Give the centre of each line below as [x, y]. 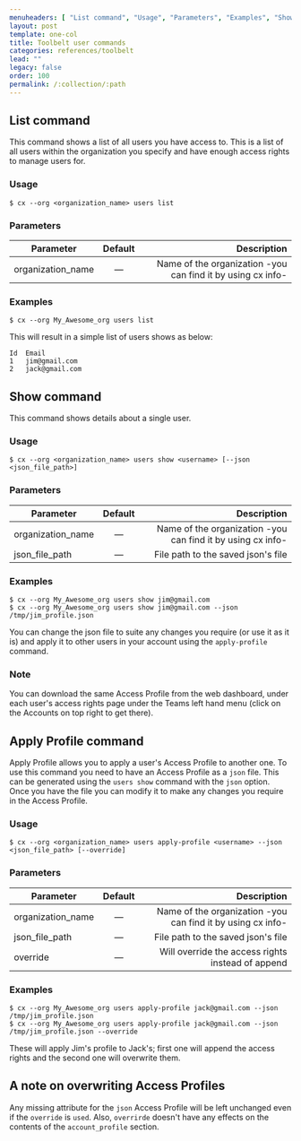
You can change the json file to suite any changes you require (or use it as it [149, 632]
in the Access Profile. [48, 801]
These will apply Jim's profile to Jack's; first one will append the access [142, 1049]
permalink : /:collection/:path [68, 84]
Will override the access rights [224, 951]
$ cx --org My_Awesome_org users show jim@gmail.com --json [124, 608]
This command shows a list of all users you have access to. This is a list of [146, 142]
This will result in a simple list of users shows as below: [111, 337]
